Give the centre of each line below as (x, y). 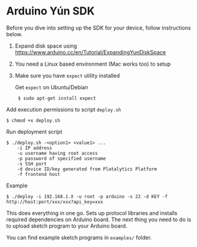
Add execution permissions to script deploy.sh (64, 109)
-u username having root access (57, 153)
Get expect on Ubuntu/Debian (51, 87)
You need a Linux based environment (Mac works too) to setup (93, 64)
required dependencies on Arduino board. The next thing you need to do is (99, 219)
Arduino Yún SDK (50, 11)
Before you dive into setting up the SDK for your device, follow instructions (98, 28)
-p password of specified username (62, 158)
